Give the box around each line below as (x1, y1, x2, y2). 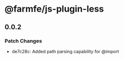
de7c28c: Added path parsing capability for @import (11, 48, 119, 54)
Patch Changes (4, 38, 42, 44)
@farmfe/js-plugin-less (4, 3, 104, 15)
